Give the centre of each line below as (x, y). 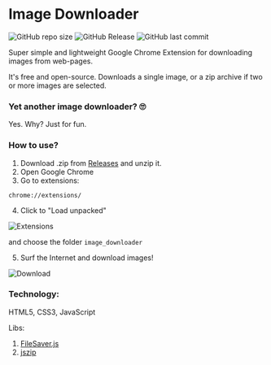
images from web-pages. (51, 61)
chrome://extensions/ (45, 195)
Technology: (34, 294)
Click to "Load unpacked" (63, 210)
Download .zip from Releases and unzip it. (91, 163)
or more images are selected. (58, 85)
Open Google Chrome (57, 172)
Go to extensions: (50, 180)
